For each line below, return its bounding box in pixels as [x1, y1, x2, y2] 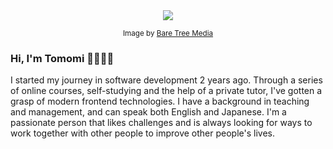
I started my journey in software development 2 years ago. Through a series [10, 74, 323, 86]
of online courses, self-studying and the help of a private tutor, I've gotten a [10, 85, 323, 97]
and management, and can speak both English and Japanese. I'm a [10, 106, 287, 118]
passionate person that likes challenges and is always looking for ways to [10, 117, 313, 129]
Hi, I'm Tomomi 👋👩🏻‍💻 [10, 51, 115, 65]
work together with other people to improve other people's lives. [10, 127, 275, 139]
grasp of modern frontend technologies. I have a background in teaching [10, 95, 310, 108]
